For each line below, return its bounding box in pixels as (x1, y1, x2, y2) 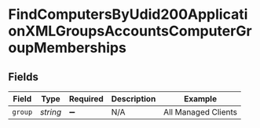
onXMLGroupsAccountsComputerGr (8, 22, 253, 40)
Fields (8, 70, 39, 83)
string (39, 107, 61, 117)
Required (68, 93, 104, 104)
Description (111, 93, 156, 104)
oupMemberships (8, 39, 127, 57)
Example (183, 93, 218, 104)
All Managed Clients (163, 107, 238, 117)
